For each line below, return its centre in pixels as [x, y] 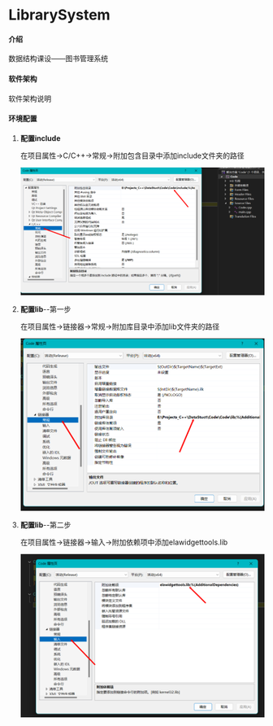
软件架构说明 [30, 98]
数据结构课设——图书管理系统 [58, 59]
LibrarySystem [60, 15]
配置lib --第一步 [45, 309]
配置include [40, 138]
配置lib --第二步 [45, 525]
